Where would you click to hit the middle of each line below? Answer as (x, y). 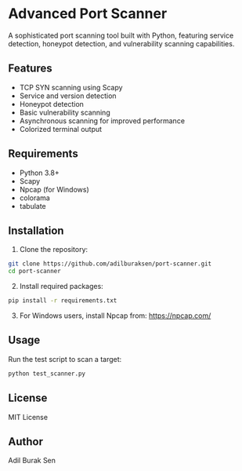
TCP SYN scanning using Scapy (71, 87)
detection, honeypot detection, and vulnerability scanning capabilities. (121, 43)
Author (25, 442)
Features (30, 69)
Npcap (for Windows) (54, 189)
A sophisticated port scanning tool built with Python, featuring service (121, 35)
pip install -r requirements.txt (63, 301)
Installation (36, 230)
